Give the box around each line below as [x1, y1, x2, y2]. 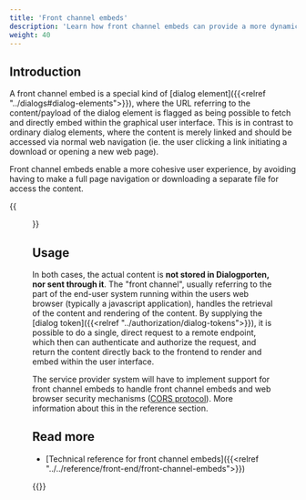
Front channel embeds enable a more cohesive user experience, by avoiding [9, 164, 297, 175]
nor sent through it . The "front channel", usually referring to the [32, 279, 272, 290]
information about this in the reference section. [32, 403, 209, 413]
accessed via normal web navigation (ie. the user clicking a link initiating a [9, 137, 288, 148]
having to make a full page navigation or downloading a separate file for [9, 174, 280, 185]
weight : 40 [9, 30, 51, 39]
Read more [32, 429, 96, 444]
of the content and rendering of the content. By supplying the [32, 308, 262, 319]
